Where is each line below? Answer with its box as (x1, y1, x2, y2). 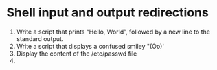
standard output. (16, 34, 64, 43)
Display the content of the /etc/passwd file (16, 49, 137, 58)
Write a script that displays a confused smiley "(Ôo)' (16, 42, 165, 50)
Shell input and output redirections (6, 5, 209, 21)
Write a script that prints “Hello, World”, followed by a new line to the (16, 27, 211, 36)
